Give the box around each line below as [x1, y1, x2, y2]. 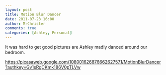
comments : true [5, 26, 37, 31]
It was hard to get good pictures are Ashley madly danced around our [5, 44, 148, 50]
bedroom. [5, 49, 25, 55]
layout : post [5, 7, 32, 12]
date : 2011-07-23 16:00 [5, 16, 55, 21]
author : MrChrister [5, 21, 46, 26]
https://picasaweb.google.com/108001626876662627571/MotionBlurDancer [5, 59, 161, 65]
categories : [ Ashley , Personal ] [5, 30, 72, 35]
